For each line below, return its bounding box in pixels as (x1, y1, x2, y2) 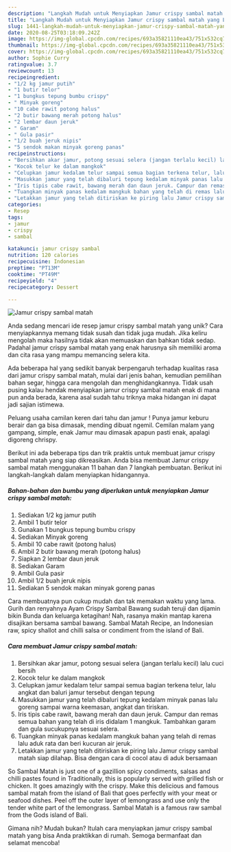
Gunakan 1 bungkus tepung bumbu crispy (17, 526, 136, 534)
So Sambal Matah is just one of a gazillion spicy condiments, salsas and (8, 767, 211, 775)
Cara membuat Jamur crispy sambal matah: (8, 642, 138, 650)
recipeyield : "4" (8, 277, 58, 284)
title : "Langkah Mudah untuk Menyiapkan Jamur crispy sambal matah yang (8, 16, 220, 23)
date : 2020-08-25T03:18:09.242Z (8, 29, 100, 36)
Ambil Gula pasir (17, 570, 64, 578)
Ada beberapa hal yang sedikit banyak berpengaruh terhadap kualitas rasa (8, 364, 219, 372)
